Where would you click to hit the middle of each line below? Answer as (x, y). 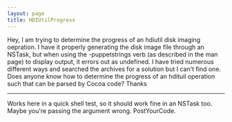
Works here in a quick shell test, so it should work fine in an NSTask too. (110, 103)
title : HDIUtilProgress (41, 20)
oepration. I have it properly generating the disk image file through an (106, 47)
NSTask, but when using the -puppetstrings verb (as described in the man (113, 54)
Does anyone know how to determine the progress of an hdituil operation (111, 76)
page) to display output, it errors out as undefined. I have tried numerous (110, 61)
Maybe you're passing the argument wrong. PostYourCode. (91, 110)
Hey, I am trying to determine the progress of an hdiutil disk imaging (104, 39)
